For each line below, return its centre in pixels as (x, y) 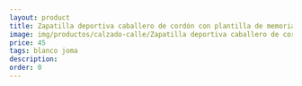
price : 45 (28, 43)
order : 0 (26, 68)
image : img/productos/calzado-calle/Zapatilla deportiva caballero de (144, 34)
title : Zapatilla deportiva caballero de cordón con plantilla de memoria (152, 26)
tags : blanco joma (44, 51)
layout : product (40, 17)
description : (34, 59)
